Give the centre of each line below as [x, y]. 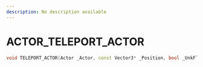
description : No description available [56, 12]
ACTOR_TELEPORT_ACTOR [76, 41]
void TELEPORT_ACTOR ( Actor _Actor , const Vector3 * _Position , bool [93, 58]
